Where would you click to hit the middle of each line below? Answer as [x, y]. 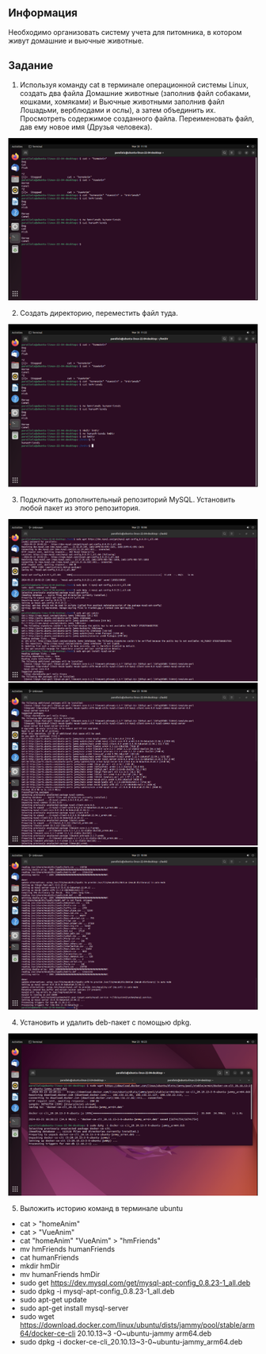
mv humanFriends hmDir [60, 1275]
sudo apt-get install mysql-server [74, 1308]
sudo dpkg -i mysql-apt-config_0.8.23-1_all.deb [97, 1291]
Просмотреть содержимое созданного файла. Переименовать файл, [137, 118]
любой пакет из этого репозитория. [80, 508]
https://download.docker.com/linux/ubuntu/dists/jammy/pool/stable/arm [137, 1325]
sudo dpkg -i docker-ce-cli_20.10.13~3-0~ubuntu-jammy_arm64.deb [131, 1342]
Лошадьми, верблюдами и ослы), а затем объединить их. [118, 110]
